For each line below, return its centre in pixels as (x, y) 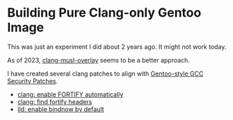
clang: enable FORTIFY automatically (70, 94)
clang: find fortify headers (55, 101)
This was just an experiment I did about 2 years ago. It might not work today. (117, 46)
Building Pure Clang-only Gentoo (104, 13)
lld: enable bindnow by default (61, 109)
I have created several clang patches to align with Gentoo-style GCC (105, 74)
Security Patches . (32, 80)
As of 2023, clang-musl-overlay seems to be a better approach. (98, 60)
